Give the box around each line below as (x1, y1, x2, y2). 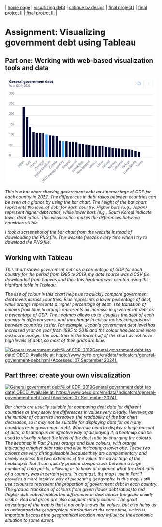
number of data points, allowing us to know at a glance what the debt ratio (5, 465, 155, 471)
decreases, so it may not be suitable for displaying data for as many (5, 419, 142, 425)
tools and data (5, 64, 49, 72)
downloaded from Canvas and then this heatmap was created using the (5, 277, 149, 282)
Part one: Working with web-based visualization (5, 56, 154, 64)
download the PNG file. (5, 240, 52, 245)
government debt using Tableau (5, 37, 136, 48)
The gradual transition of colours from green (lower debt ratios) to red (5, 486, 145, 492)
